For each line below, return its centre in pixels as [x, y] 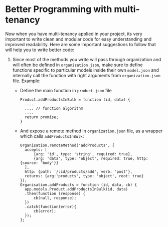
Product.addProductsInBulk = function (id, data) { [75, 99]
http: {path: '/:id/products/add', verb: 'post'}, [78, 171]
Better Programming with [59, 9]
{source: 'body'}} [39, 163]
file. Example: [27, 81]
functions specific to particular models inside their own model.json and [86, 70]
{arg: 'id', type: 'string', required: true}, [83, 154]
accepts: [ [36, 150]
